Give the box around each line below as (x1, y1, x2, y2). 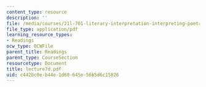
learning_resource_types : (6, 32, 72, 38)
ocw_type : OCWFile (6, 43, 53, 50)
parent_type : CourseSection (6, 55, 78, 61)
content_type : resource (6, 9, 67, 15)
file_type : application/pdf (6, 26, 78, 32)
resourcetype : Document (6, 60, 67, 66)
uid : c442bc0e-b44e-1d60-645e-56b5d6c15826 (6, 72, 120, 78)
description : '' (6, 15, 48, 21)
